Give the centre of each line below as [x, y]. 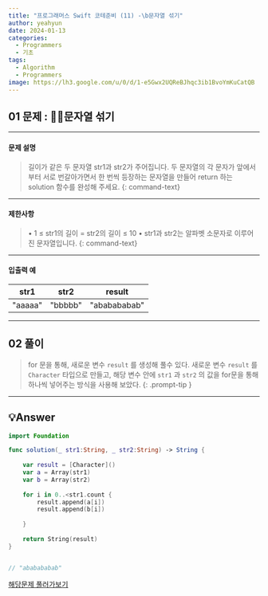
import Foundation [39, 436]
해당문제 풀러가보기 [38, 584]
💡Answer [32, 418]
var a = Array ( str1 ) [57, 472]
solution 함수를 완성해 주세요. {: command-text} [104, 186]
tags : [17, 61]
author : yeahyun [35, 23]
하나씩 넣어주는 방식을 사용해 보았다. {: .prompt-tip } [110, 384]
